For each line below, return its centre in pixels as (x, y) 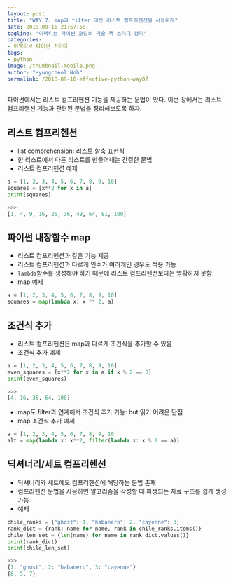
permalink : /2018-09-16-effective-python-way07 (78, 79)
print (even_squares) (37, 379)
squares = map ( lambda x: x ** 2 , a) (61, 302)
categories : (24, 40)
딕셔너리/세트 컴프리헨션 (57, 464)
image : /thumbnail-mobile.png (51, 66)
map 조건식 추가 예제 (46, 421)
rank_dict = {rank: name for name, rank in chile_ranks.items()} (104, 529)
